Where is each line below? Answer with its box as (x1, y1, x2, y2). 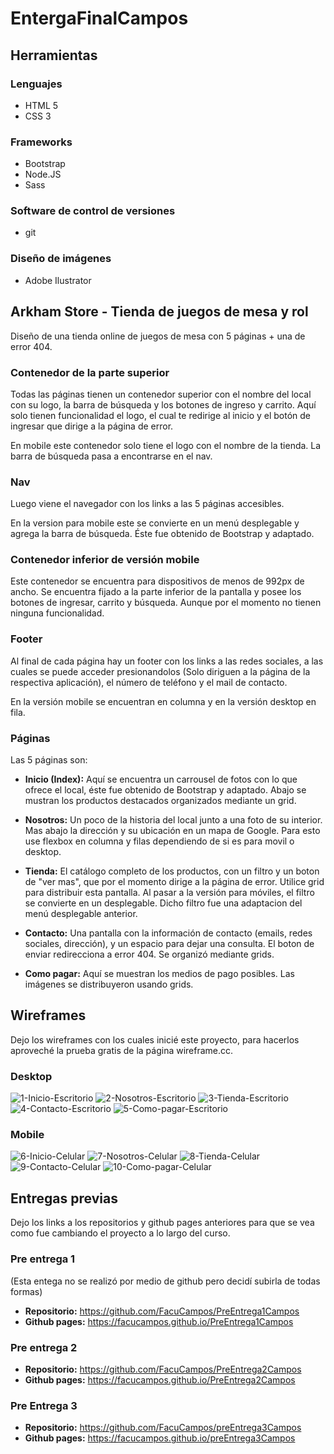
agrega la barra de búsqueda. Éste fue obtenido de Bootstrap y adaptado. (10, 528, 315, 540)
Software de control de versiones (10, 204, 176, 218)
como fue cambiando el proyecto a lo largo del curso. (10, 1227, 231, 1239)
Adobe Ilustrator (24, 274, 92, 286)
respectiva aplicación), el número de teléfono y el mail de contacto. (10, 676, 288, 688)
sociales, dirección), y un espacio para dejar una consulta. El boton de (24, 938, 315, 950)
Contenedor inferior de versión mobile (10, 553, 200, 567)
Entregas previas (10, 1190, 118, 1207)
